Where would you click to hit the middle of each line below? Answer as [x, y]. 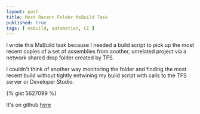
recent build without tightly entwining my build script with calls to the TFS [96, 75]
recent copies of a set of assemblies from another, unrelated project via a [96, 52]
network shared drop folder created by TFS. [60, 58]
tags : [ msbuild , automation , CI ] [50, 28]
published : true [26, 23]
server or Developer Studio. [40, 82]
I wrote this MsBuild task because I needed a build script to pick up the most [100, 45]
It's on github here [29, 105]
